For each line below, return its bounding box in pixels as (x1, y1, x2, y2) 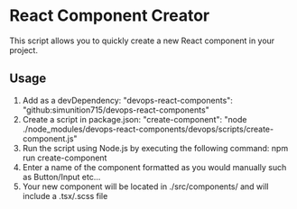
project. (9, 44, 39, 55)
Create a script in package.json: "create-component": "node (22, 114, 247, 124)
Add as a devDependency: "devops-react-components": (22, 95, 233, 105)
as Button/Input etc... (22, 171, 101, 182)
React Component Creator (9, 5, 210, 26)
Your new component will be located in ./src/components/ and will (22, 181, 269, 192)
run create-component (22, 152, 107, 163)
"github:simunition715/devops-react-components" (22, 104, 209, 115)
